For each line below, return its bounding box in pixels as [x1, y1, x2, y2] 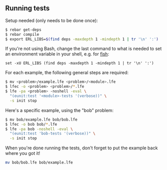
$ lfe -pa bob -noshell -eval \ [5, 126, 73, 132]
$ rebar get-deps [5, 27, 42, 32]
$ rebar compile [5, 32, 39, 37]
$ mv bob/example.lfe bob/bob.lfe [5, 117, 78, 122]
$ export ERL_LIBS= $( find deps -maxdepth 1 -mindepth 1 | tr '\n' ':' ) [5, 36, 158, 42]
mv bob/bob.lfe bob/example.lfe [5, 160, 73, 165]
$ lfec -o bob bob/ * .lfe [5, 122, 57, 127]
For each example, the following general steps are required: [5, 70, 129, 76]
